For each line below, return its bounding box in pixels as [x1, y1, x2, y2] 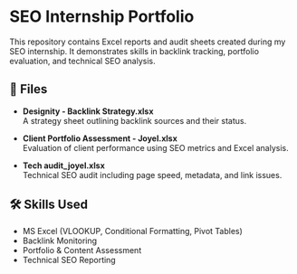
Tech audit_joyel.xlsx [22, 160, 106, 171]
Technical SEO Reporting [22, 254, 116, 265]
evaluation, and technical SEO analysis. [9, 55, 156, 66]
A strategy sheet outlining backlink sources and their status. [22, 115, 247, 126]
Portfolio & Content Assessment [22, 244, 142, 255]
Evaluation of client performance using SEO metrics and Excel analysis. [22, 142, 290, 153]
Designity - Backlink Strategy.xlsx [22, 106, 154, 117]
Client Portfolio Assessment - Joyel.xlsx [22, 133, 178, 144]
